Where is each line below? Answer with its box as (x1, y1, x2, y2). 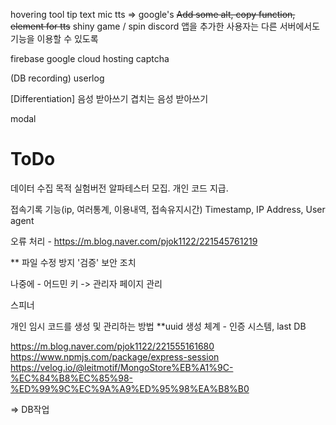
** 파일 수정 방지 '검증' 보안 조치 (10, 256, 137, 268)
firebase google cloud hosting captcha (10, 53, 170, 64)
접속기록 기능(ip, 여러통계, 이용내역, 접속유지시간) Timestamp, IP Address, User (10, 203, 326, 215)
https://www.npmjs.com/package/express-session (10, 350, 220, 363)
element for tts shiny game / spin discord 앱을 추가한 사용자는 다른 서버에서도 (10, 20, 321, 32)
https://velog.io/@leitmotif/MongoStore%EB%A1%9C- (10, 361, 234, 373)
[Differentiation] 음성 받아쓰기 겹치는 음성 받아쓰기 (10, 93, 209, 104)
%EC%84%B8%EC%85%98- (10, 372, 134, 384)
